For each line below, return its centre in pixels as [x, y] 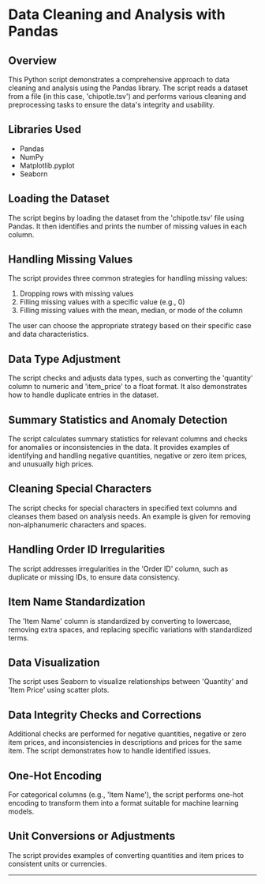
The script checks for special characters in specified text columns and [123, 508]
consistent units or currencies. [58, 863]
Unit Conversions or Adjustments [92, 836]
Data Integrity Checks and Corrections [105, 714]
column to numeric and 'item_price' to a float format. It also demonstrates [128, 387]
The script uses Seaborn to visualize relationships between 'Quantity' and [128, 682]
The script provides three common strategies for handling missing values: [128, 278]
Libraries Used [45, 129]
